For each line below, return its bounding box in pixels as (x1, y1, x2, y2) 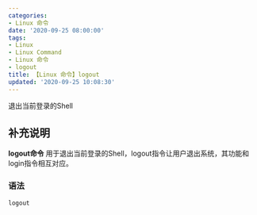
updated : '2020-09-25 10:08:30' (8, 78, 115, 86)
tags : (8, 33, 26, 42)
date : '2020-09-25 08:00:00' (8, 26, 105, 34)
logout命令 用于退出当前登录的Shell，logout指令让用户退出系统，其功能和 (8, 148, 250, 159)
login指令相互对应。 (8, 159, 74, 168)
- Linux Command (8, 48, 62, 56)
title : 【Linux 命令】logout (8, 71, 100, 79)
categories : (8, 11, 48, 20)
